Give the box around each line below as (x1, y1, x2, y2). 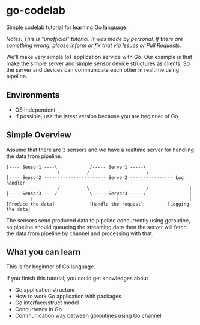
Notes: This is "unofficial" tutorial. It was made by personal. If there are (6, 35, 183, 42)
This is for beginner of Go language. (6, 263, 96, 270)
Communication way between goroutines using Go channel (14, 312, 162, 320)
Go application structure (14, 286, 75, 294)
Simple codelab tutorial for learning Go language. (6, 24, 128, 31)
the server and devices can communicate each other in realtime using (6, 66, 180, 73)
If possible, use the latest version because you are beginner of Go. (14, 112, 180, 119)
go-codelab (6, 4, 66, 17)
